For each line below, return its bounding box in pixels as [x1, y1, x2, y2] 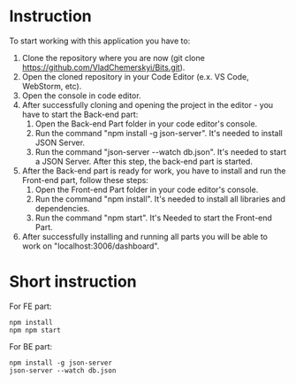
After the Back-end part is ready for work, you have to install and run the [21, 165, 286, 176]
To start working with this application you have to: [9, 35, 191, 46]
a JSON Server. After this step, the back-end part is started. [34, 156, 254, 166]
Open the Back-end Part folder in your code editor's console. [34, 118, 258, 129]
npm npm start [9, 326, 62, 334]
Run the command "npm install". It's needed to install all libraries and [34, 193, 285, 204]
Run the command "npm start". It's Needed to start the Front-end [34, 212, 272, 223]
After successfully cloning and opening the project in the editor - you [21, 99, 274, 110]
